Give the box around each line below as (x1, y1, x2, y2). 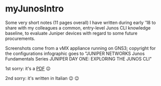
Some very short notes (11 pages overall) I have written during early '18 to (5, 19, 156, 25)
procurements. (5, 35, 36, 41)
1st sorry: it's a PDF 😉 (5, 65, 51, 71)
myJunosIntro (5, 3, 64, 14)
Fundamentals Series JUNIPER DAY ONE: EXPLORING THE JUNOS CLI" (5, 55, 152, 61)
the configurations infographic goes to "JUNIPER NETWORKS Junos (5, 50, 145, 56)
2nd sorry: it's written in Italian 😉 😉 (5, 75, 80, 81)
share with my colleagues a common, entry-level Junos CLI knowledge (5, 24, 151, 30)
